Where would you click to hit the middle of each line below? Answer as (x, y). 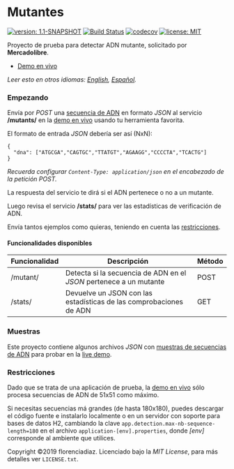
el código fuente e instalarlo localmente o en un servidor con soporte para (114, 416)
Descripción (127, 261)
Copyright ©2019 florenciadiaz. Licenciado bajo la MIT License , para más (112, 452)
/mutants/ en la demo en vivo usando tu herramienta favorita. (96, 120)
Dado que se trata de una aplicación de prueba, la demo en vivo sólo (106, 387)
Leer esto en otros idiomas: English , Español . (72, 79)
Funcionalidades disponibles (50, 243)
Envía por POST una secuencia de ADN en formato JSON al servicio (105, 113)
